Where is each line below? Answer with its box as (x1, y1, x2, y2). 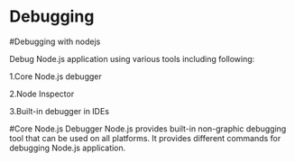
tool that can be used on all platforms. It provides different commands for (9, 132, 281, 143)
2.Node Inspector (9, 88, 75, 99)
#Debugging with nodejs (9, 36, 101, 47)
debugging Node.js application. (9, 142, 126, 153)
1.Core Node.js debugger (9, 70, 102, 82)
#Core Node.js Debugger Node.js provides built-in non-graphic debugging (9, 123, 287, 134)
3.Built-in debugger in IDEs (9, 105, 110, 116)
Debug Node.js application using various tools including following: (9, 53, 255, 64)
